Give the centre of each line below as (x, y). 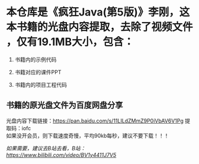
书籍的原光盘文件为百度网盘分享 (65, 105)
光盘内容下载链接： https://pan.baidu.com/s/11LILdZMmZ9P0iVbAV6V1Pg (95, 121)
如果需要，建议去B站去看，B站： (46, 148)
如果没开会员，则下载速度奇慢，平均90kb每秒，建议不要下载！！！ (88, 135)
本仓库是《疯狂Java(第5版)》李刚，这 (98, 12)
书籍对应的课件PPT (38, 72)
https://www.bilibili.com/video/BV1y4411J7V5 (61, 154)
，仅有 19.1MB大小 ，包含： (70, 42)
